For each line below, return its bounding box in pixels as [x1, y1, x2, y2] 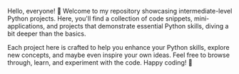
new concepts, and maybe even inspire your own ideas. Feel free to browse [7, 51, 230, 59]
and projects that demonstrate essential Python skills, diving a [46, 22, 229, 30]
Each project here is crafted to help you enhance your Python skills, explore [7, 43, 230, 51]
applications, [7, 22, 45, 30]
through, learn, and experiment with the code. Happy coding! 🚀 [7, 58, 193, 67]
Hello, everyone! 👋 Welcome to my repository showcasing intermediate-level [7, 7, 233, 15]
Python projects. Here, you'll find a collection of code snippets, [7, 14, 193, 23]
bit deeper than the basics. [7, 29, 86, 38]
